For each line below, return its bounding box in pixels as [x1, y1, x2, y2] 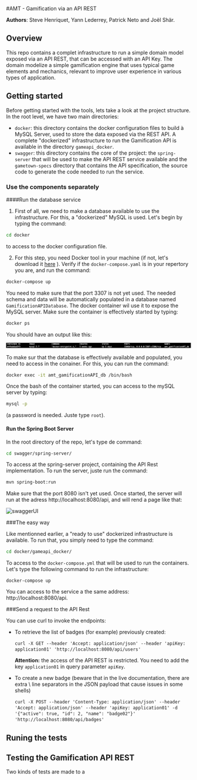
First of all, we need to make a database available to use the [14, 207, 159, 214]
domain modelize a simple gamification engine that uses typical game [6, 61, 175, 68]
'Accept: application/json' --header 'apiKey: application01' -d [14, 705, 178, 711]
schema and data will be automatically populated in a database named [6, 295, 176, 302]
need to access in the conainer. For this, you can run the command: [6, 360, 169, 367]
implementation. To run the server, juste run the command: [6, 467, 148, 474]
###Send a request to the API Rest [6, 606, 90, 613]
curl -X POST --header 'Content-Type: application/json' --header [14, 699, 181, 705]
